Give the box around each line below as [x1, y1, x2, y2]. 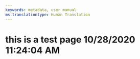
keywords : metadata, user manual [5, 7, 77, 13]
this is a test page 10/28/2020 [5, 34, 135, 45]
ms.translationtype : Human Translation [5, 12, 90, 17]
